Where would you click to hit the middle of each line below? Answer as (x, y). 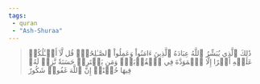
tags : (17, 16)
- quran (25, 23)
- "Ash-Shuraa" (37, 30)
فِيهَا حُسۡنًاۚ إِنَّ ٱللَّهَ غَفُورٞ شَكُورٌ (79, 70)
